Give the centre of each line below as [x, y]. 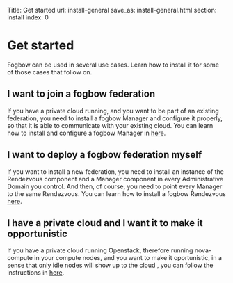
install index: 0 [28, 17]
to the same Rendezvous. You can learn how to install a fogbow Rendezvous [116, 193]
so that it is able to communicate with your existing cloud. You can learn [110, 125]
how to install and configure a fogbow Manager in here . [87, 133]
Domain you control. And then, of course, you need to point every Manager [115, 186]
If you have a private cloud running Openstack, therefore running [100, 250]
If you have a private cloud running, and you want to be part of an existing [113, 111]
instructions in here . [36, 273]
